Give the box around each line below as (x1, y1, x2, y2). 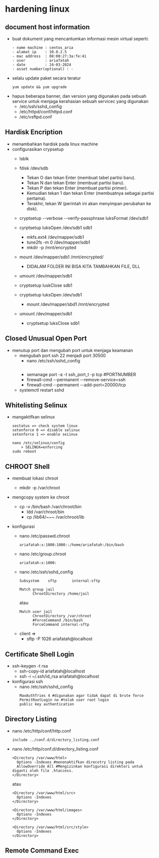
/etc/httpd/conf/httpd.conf (19, 109, 72, 114)
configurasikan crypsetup (12, 146, 64, 152)
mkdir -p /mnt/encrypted (26, 244, 76, 250)
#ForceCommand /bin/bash (32, 618, 83, 623)
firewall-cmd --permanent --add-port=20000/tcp (26, 382, 126, 388)
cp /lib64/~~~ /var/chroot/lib (26, 514, 85, 520)
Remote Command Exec (5, 846, 79, 855)
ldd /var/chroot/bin (26, 509, 65, 515)
